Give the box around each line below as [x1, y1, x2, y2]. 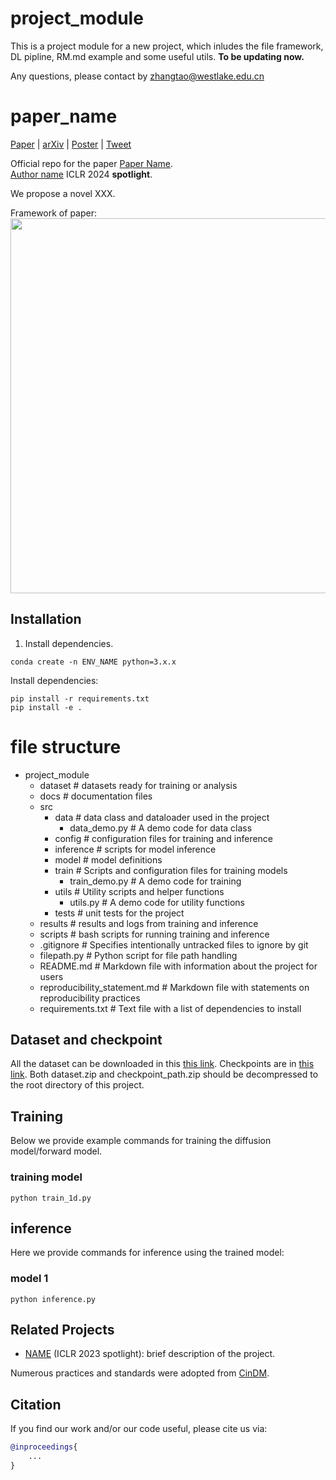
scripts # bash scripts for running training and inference [39, 928, 270, 940]
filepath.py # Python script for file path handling [39, 949, 238, 961]
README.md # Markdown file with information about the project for [39, 960, 318, 972]
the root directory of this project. [10, 1079, 145, 1091]
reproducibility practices [39, 992, 141, 1004]
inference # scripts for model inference [54, 843, 217, 855]
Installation [10, 611, 82, 628]
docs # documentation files [39, 790, 153, 802]
